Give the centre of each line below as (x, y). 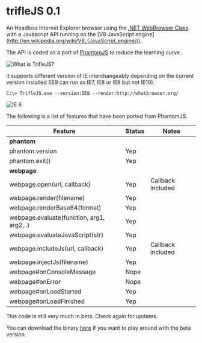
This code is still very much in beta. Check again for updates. (82, 316)
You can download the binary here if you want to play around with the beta (99, 328)
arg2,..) (20, 225)
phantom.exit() (30, 161)
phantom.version (33, 151)
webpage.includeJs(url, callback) (57, 248)
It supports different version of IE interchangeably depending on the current (100, 75)
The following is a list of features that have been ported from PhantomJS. (97, 116)
